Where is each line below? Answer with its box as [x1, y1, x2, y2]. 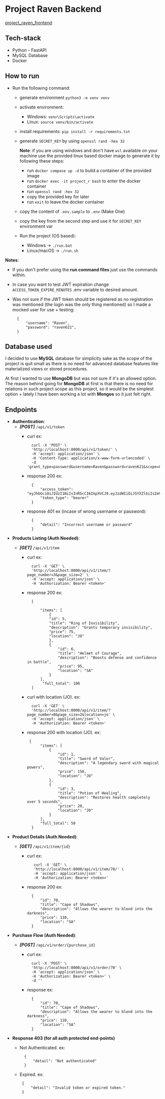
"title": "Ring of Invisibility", [49, 621, 120, 626]
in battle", [27, 660, 52, 665]
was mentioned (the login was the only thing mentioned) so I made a [12, 301, 151, 307]
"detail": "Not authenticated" [32, 1059, 97, 1064]
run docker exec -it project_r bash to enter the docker [27, 178, 141, 184]
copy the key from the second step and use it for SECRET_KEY [19, 218, 141, 224]
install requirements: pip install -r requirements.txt [19, 128, 130, 134]
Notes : [5, 257, 19, 263]
